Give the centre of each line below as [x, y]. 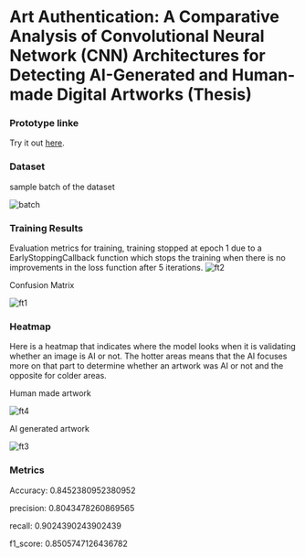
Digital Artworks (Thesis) [154, 95]
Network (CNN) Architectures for [138, 56]
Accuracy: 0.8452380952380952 [73, 490]
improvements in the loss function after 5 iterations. [106, 268]
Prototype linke [44, 123]
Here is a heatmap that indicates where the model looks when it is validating [153, 347]
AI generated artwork [49, 429]
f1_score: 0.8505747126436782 [68, 543]
